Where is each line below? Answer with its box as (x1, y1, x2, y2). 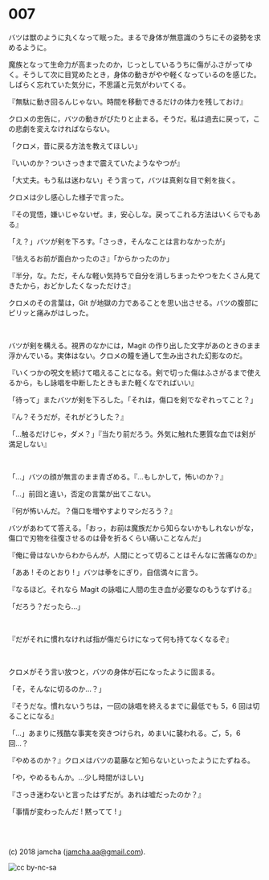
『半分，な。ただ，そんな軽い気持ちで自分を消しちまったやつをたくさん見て (8, 270, 261, 280)
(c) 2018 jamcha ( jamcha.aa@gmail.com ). (8, 846, 146, 857)
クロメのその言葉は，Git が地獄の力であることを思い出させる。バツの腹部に (8, 298, 259, 307)
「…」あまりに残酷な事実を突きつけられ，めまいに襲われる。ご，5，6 (8, 728, 241, 738)
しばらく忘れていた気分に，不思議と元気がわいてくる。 (8, 80, 190, 89)
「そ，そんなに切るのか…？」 (8, 684, 106, 693)
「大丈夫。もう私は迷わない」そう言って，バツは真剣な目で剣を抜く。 (8, 175, 239, 185)
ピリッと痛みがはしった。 (8, 307, 93, 318)
